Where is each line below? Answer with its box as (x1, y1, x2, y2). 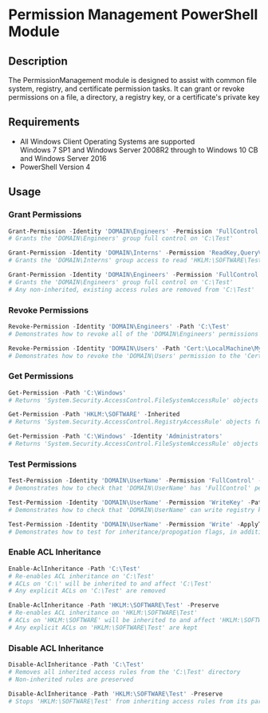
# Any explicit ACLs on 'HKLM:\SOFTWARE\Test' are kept (8, 624, 198, 632)
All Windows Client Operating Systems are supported (19, 136, 195, 146)
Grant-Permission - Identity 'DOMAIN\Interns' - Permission (8, 249, 205, 257)
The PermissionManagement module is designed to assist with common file (8, 76, 257, 85)
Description (8, 54, 68, 68)
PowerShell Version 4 (19, 162, 91, 171)
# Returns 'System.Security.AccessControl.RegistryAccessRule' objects (8, 418, 251, 426)
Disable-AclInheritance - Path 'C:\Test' (8, 660, 145, 669)
